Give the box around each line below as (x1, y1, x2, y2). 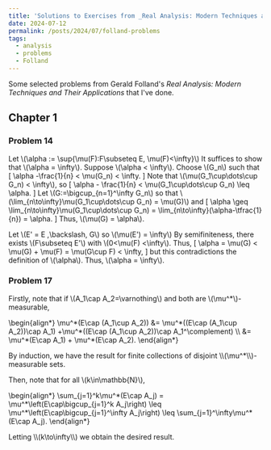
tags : (8, 34, 27, 43)
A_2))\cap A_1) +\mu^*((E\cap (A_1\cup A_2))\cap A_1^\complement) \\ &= (8, 326, 252, 336)
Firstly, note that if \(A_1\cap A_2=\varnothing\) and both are (8, 293, 207, 303)
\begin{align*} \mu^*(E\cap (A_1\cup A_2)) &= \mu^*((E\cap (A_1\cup (8, 318, 238, 327)
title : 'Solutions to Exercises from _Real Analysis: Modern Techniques (8, 11, 258, 20)
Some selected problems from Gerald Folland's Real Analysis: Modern (8, 78, 242, 89)
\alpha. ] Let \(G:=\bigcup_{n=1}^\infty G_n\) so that (8, 187, 179, 198)
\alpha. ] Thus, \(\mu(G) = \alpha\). (29, 213, 145, 223)
